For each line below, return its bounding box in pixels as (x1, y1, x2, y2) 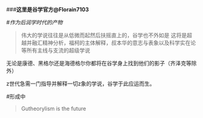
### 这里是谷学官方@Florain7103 (6, 6, 89, 13)
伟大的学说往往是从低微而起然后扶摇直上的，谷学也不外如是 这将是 (21, 31, 187, 39)
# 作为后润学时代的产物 (6, 19, 63, 26)
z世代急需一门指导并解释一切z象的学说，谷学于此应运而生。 (6, 80, 155, 87)
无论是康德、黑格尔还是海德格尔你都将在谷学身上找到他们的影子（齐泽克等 (6, 60, 192, 67)
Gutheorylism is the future (21, 105, 86, 112)
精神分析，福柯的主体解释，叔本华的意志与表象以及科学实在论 (42, 39, 196, 46)
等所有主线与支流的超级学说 (21, 47, 91, 54)
